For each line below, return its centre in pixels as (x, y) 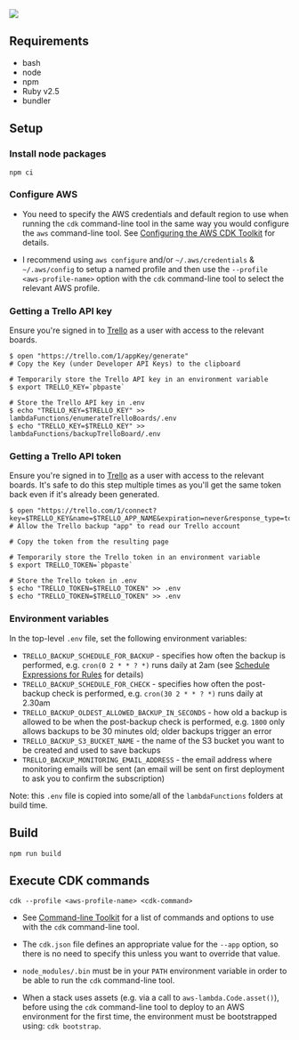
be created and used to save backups (91, 750)
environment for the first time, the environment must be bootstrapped (149, 1017)
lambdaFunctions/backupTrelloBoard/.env (85, 434)
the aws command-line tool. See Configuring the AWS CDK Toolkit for (149, 233)
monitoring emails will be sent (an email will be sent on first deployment (153, 769)
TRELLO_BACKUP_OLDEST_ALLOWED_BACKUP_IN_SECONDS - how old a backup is (154, 712)
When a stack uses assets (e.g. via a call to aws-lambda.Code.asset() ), (151, 998)
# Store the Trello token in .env (73, 581)
